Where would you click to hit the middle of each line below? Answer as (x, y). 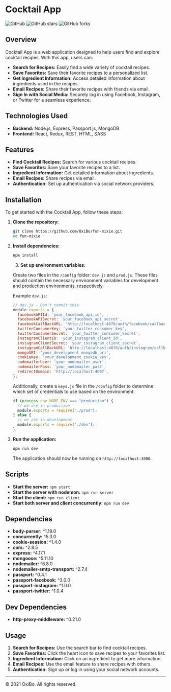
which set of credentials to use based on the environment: (74, 391)
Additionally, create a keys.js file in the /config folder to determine (83, 386)
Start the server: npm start (41, 487)
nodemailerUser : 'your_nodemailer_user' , (62, 362)
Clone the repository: (36, 222)
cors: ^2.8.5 (25, 547)
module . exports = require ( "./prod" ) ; (58, 410)
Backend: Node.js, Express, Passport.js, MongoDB (66, 128)
